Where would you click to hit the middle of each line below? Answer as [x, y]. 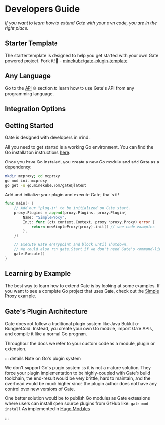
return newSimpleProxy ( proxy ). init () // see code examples [93, 227]
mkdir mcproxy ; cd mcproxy [33, 176]
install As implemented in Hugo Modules [48, 409]
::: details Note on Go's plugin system [43, 358]
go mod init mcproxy [26, 181]
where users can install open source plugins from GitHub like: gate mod [77, 403]
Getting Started [29, 126]
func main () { [20, 204]
